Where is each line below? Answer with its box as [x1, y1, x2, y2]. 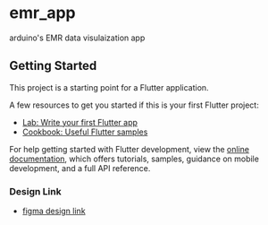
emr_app [9, 3, 76, 23]
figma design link [21, 205, 87, 217]
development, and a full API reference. [9, 162, 151, 173]
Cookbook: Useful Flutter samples [21, 126, 148, 137]
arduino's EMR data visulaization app [9, 32, 146, 43]
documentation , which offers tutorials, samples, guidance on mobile [9, 153, 259, 164]
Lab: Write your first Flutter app [21, 117, 138, 127]
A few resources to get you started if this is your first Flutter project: [9, 100, 259, 110]
